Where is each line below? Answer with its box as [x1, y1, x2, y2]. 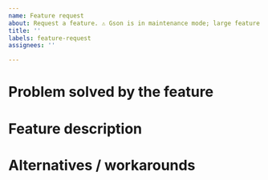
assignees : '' [8, 42, 56, 50]
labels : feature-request [8, 34, 91, 42]
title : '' [8, 26, 42, 34]
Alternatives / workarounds [8, 156, 196, 174]
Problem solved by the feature [8, 83, 214, 101]
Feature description [8, 119, 143, 138]
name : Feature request [8, 11, 84, 20]
